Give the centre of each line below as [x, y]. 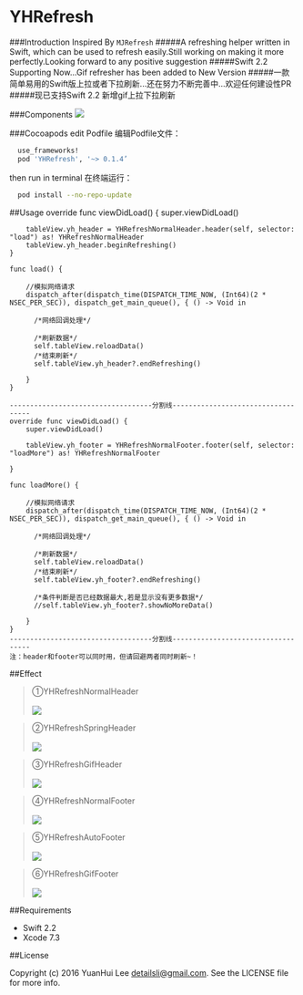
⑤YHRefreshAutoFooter [78, 837]
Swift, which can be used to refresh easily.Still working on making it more [147, 51]
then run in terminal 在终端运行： [71, 177]
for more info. [35, 982]
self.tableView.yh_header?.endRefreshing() [117, 363]
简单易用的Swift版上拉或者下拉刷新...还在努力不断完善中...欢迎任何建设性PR [151, 83]
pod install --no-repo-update [75, 195]
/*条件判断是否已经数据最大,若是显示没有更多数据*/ [118, 597]
